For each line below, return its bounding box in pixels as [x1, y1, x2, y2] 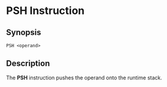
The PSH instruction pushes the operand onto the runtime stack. [6, 74, 162, 81]
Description [6, 58, 50, 68]
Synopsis [6, 27, 41, 37]
